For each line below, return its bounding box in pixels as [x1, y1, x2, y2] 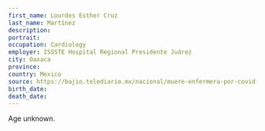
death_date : [8, 92, 47, 100]
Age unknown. [8, 114, 55, 123]
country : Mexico [8, 70, 62, 78]
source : [8, 77, 34, 85]
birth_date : [8, 84, 47, 93]
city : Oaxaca [8, 56, 51, 64]
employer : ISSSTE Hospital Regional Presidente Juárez [8, 48, 192, 56]
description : [8, 26, 51, 34]
